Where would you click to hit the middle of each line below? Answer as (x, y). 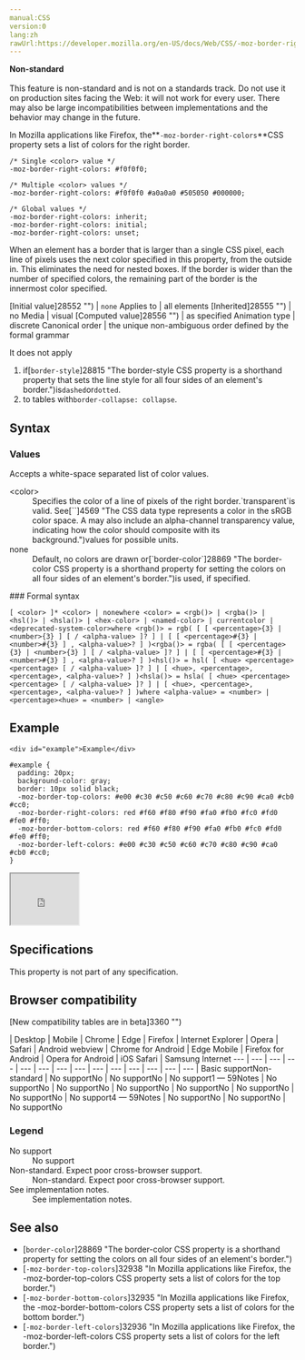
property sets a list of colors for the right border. (100, 145)
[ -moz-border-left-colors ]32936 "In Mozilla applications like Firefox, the (159, 1327)
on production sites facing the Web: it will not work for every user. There (145, 98)
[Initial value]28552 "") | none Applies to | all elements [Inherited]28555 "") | (151, 307)
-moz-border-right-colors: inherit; (79, 217)
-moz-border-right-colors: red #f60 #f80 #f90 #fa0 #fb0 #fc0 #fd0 (148, 812)
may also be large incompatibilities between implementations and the (139, 108)
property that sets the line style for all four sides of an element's (143, 380)
